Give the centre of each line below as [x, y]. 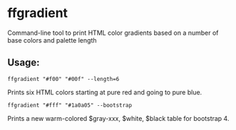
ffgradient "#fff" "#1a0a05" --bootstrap [70, 105]
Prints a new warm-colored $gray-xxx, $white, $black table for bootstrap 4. [118, 118]
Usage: [24, 63]
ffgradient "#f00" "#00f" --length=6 [63, 79]
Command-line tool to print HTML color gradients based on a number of [113, 33]
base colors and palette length [52, 40]
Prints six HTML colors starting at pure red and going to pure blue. [105, 92]
